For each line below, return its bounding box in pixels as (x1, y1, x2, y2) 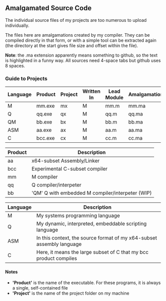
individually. (5, 22, 30, 28)
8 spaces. (5, 62, 26, 68)
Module (105, 94, 124, 101)
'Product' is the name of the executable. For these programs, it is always (12, 280, 161, 286)
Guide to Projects (5, 75, 48, 82)
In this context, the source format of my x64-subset (36, 235, 157, 241)
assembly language (36, 241, 82, 247)
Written (82, 88, 101, 95)
